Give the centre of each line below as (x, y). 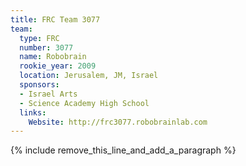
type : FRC (39, 38)
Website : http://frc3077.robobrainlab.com (118, 122)
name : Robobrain (53, 57)
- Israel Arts (48, 94)
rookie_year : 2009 (58, 66)
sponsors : (39, 85)
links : (33, 112)
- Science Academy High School (84, 103)
